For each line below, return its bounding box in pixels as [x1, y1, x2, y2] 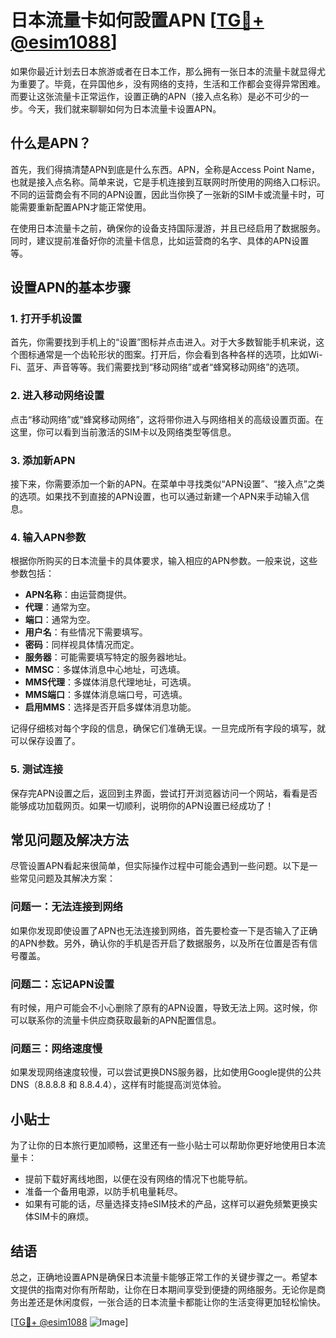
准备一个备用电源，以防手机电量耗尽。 [24, 1186, 183, 1198]
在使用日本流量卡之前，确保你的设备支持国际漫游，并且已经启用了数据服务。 [10, 222, 326, 234]
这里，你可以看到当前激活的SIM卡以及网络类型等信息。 [10, 426, 237, 438]
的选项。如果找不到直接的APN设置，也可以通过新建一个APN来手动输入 [10, 491, 302, 503]
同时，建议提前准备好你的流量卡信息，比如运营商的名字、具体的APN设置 [10, 234, 310, 246]
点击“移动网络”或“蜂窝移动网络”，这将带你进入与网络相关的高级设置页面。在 [10, 413, 324, 425]
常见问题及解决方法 [10, 832, 129, 849]
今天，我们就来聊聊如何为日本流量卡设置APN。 [27, 102, 222, 115]
